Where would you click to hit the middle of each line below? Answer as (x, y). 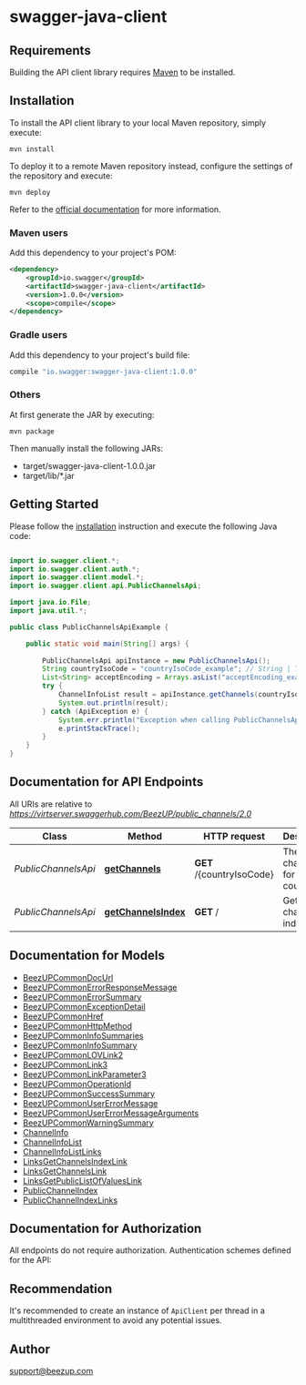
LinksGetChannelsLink (65, 1171)
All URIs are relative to (51, 804)
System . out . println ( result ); (113, 703)
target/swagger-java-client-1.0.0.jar (89, 465)
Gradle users (39, 335)
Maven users (39, 232)
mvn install (32, 149)
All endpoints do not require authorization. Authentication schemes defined (150, 1250)
